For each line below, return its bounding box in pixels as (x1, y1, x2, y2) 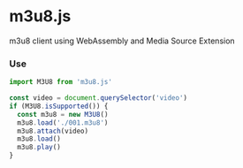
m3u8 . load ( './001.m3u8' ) (17, 118, 109, 127)
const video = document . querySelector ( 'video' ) (9, 94, 188, 103)
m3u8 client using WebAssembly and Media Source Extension (9, 35, 236, 46)
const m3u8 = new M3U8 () (17, 110, 109, 118)
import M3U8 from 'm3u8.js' (9, 78, 113, 87)
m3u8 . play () (17, 143, 62, 152)
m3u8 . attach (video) (17, 126, 89, 135)
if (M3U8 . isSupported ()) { (9, 102, 109, 111)
